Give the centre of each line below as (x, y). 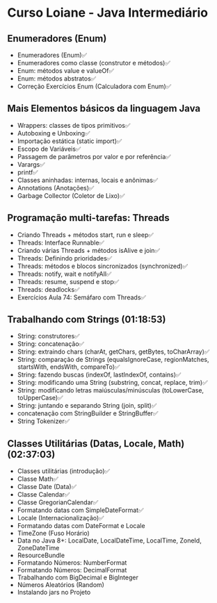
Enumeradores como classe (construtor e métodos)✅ (94, 63)
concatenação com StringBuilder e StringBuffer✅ (88, 413)
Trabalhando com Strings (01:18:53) (87, 320)
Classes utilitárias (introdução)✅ (63, 471)
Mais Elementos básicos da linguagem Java (104, 109)
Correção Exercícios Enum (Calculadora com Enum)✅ (94, 86)
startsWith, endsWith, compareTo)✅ (69, 367)
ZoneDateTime (38, 548)
